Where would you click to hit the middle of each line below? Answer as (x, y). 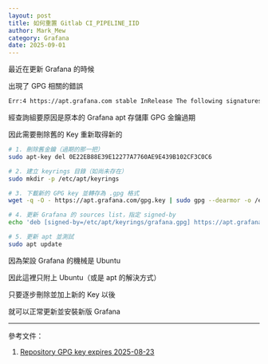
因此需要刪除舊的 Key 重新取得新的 (65, 134)
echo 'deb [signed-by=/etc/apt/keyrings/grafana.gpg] (100, 223)
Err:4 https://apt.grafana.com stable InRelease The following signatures (135, 101)
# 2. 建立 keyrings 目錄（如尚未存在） (68, 171)
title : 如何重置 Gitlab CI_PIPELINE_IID (74, 23)
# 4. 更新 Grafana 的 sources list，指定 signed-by (93, 215)
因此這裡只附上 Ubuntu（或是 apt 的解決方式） (85, 277)
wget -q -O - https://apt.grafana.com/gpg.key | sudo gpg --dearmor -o (130, 200)
